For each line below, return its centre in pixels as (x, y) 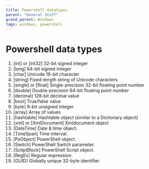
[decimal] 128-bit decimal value (46, 96)
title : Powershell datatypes (37, 10)
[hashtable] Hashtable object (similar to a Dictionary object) (76, 118)
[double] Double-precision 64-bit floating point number (71, 91)
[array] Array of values (37, 112)
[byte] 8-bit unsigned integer (43, 107)
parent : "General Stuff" (32, 15)
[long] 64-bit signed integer (42, 69)
